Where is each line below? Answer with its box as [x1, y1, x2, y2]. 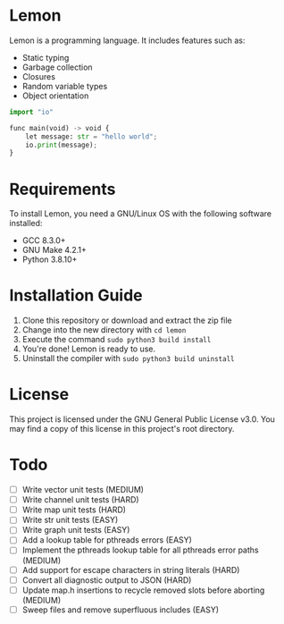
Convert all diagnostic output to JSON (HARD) [21, 574, 192, 586]
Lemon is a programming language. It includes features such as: [9, 35, 246, 46]
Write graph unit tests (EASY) [21, 525, 130, 535]
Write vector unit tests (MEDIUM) [21, 485, 145, 495]
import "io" [9, 107, 54, 116]
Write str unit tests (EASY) [21, 515, 119, 526]
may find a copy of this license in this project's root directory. [9, 424, 235, 434]
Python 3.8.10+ [21, 254, 78, 265]
